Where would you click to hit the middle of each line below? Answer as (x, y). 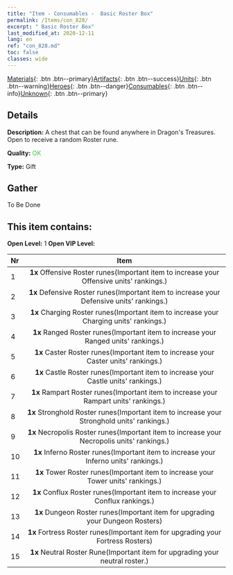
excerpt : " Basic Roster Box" (51, 26)
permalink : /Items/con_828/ (48, 20)
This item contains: (50, 227)
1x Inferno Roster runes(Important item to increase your (124, 453)
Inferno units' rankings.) (124, 461)
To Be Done (24, 205)
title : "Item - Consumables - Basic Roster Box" (80, 14)
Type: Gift (21, 166)
